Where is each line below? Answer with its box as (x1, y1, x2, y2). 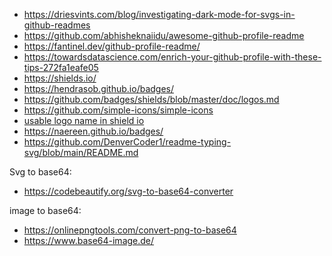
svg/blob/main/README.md (23, 147, 139, 158)
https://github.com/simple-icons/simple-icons (23, 104, 214, 116)
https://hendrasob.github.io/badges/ (23, 83, 174, 94)
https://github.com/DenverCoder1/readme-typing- (23, 136, 232, 148)
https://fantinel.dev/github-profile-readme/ (23, 40, 201, 52)
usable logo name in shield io (23, 115, 145, 126)
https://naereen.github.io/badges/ (23, 125, 164, 137)
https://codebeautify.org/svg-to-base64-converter (23, 185, 234, 197)
